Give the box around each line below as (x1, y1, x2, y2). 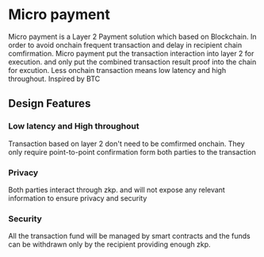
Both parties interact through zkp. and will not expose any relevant (8, 185, 226, 194)
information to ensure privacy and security (8, 193, 147, 203)
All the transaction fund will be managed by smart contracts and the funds (8, 232, 251, 241)
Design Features (8, 97, 91, 110)
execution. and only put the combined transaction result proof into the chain (8, 57, 257, 67)
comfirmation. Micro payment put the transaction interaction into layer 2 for (8, 48, 254, 58)
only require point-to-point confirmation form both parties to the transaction (8, 147, 256, 156)
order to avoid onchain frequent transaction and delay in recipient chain (8, 40, 243, 49)
